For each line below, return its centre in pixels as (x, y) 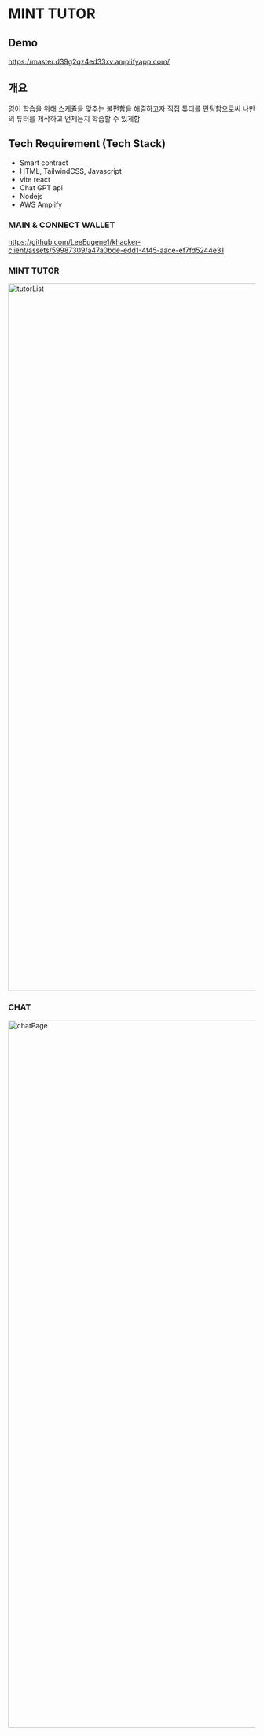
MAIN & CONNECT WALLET (62, 225)
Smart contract (44, 163)
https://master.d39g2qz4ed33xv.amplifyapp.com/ (89, 61)
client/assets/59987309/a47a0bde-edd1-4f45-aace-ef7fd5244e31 (116, 250)
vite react (35, 179)
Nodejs (31, 196)
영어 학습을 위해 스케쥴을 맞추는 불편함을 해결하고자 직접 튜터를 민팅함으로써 (125, 108)
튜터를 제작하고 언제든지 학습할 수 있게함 (78, 118)
